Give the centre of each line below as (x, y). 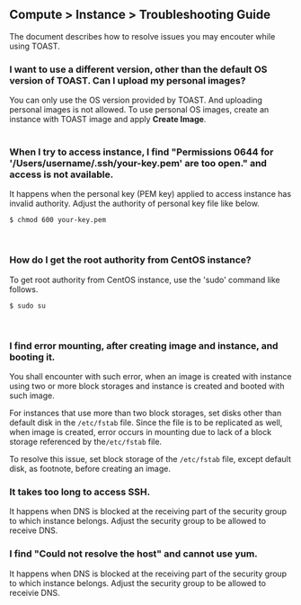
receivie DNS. (35, 592)
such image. (32, 396)
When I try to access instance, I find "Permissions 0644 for (142, 152)
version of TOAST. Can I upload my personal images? (128, 80)
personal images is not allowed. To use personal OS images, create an (139, 110)
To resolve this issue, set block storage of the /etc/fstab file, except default (150, 459)
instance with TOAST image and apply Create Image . (108, 120)
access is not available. (62, 174)
